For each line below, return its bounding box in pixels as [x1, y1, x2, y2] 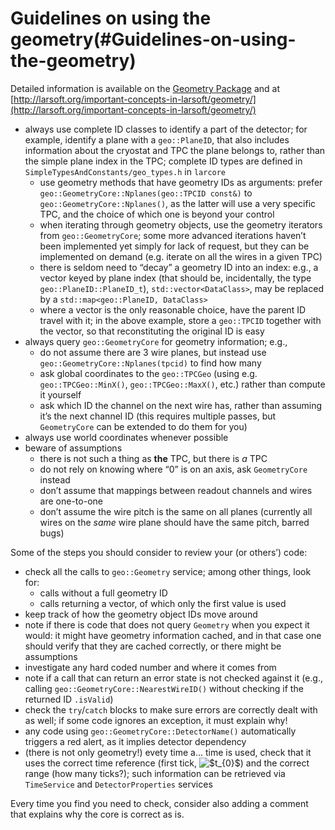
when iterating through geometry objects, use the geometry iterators [39, 218, 323, 231]
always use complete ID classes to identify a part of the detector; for [24, 123, 308, 135]
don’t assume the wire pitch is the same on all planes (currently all [39, 505, 313, 517]
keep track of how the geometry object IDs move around [24, 608, 258, 620]
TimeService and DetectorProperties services [24, 778, 213, 790]
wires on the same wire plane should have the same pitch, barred [39, 516, 310, 528]
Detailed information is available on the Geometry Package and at [10, 82, 280, 94]
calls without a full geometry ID [39, 587, 168, 599]
